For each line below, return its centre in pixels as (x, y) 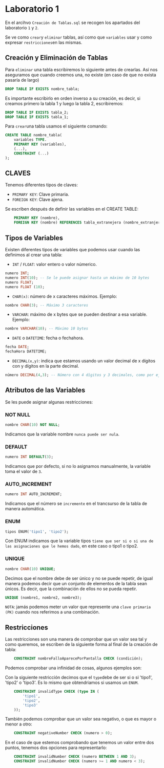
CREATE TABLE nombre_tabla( (34, 135)
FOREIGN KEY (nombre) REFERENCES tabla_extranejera (67, 223)
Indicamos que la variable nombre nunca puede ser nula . (62, 434)
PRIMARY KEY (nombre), (37, 218)
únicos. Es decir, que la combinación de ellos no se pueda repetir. (71, 589)
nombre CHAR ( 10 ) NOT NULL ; (32, 425)
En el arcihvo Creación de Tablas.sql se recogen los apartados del (72, 22)
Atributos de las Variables (45, 390)
